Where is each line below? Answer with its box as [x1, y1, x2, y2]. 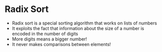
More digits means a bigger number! [11, 36, 87, 42]
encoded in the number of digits [11, 30, 78, 36]
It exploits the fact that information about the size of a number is [11, 25, 144, 31]
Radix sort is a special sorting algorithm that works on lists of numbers [11, 20, 157, 26]
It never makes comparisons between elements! [11, 41, 111, 47]
